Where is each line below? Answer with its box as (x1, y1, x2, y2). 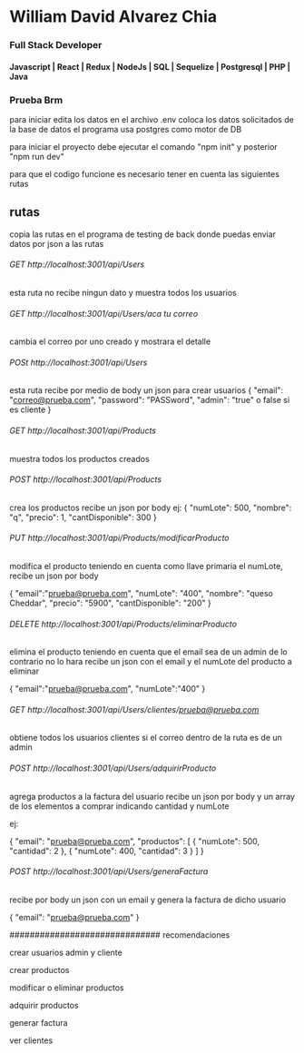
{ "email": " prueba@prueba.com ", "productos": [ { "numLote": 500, (9, 835, 260, 846)
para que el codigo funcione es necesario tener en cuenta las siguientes (9, 169, 279, 179)
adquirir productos (9, 999, 79, 1010)
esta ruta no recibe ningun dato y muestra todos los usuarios (9, 288, 238, 299)
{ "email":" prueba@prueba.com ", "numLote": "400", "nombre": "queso (9, 588, 274, 599)
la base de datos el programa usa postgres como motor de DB (9, 124, 242, 134)
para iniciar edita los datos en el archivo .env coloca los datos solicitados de (9, 114, 295, 124)
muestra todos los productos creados (9, 453, 150, 464)
